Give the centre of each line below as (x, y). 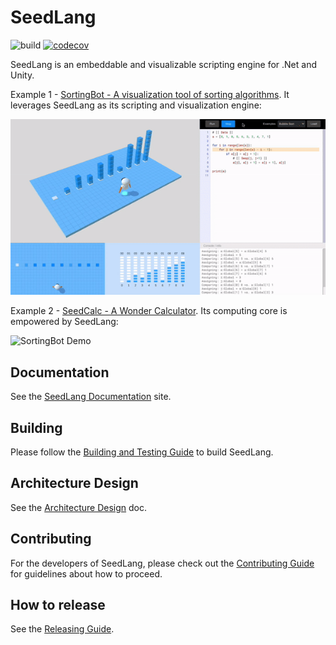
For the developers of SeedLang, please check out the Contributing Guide (162, 563)
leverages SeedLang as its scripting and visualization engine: (136, 105)
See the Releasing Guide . (62, 629)
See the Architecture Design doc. (79, 507)
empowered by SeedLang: (64, 322)
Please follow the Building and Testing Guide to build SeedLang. (142, 452)
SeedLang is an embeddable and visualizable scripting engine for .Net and (163, 64)
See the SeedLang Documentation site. (91, 397)
